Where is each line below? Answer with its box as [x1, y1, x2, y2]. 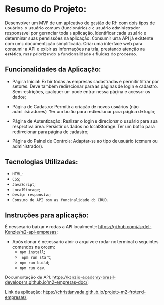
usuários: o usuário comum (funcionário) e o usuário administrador [5, 25, 141, 30]
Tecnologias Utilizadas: [5, 158, 78, 166]
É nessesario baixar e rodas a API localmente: [5, 224, 97, 230]
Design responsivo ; [12, 192, 51, 197]
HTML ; [12, 170, 23, 176]
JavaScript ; [12, 181, 36, 187]
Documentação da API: [5, 274, 52, 280]
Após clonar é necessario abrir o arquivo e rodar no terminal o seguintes [12, 239, 159, 245]
